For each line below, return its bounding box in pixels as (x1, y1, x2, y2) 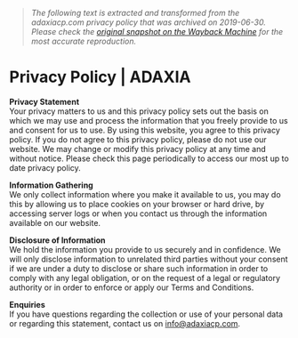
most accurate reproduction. (30, 36, 137, 46)
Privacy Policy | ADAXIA (9, 67, 191, 87)
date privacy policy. (9, 162, 82, 173)
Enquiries (9, 299, 46, 310)
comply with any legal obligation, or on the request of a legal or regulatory (9, 272, 281, 283)
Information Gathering (9, 180, 93, 190)
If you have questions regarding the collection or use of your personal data (9, 309, 283, 319)
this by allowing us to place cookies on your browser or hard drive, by (9, 198, 265, 209)
